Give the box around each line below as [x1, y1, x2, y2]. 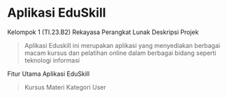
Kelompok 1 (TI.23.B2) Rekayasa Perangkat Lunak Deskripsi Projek [7, 28, 199, 36]
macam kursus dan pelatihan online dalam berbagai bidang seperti [24, 49, 217, 57]
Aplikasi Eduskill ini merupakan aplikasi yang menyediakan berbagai [24, 41, 221, 49]
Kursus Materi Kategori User [24, 83, 106, 91]
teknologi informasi [24, 56, 80, 64]
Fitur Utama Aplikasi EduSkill [7, 70, 90, 78]
